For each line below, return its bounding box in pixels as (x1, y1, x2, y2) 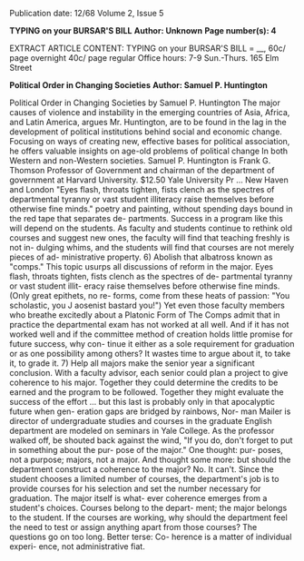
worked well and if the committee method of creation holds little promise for (9, 329, 293, 340)
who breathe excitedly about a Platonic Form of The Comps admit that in (9, 310, 280, 320)
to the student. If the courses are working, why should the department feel (9, 512, 288, 523)
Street (9, 63, 33, 73)
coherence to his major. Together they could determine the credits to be (9, 377, 279, 388)
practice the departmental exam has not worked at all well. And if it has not (9, 320, 289, 330)
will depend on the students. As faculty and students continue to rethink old (9, 222, 293, 233)
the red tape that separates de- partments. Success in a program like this (9, 213, 283, 223)
